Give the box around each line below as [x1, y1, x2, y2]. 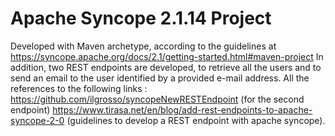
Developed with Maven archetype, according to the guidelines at [10, 40, 277, 52]
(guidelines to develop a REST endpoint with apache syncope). [66, 114, 326, 126]
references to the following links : [10, 82, 148, 94]
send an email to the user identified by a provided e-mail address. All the [10, 72, 310, 84]
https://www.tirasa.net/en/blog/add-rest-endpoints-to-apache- [52, 103, 313, 116]
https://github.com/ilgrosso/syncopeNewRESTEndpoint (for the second [10, 93, 305, 105]
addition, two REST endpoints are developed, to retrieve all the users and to [10, 61, 322, 73]
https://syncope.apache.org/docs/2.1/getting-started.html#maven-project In [10, 50, 324, 62]
